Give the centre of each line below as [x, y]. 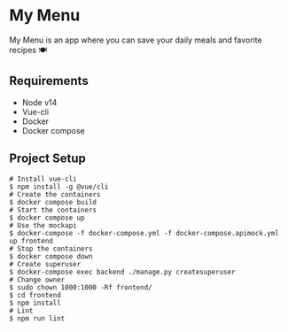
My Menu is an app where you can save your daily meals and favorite [136, 40]
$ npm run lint [37, 318]
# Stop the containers [51, 249]
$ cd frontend [35, 295]
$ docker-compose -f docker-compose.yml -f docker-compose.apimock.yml [144, 233]
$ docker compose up [47, 218]
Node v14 [39, 102]
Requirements [49, 81]
